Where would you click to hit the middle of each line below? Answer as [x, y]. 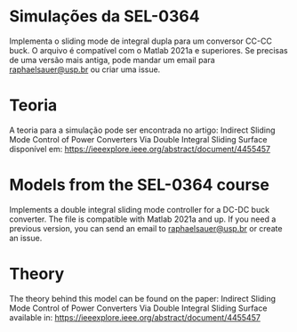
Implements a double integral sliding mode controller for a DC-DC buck [139, 209]
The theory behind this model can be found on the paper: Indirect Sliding [143, 298]
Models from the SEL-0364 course [139, 185]
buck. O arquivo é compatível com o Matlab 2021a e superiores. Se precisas [148, 50]
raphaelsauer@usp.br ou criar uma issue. [85, 69]
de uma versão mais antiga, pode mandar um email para [112, 60]
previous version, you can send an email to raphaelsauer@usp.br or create [146, 228]
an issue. [26, 238]
